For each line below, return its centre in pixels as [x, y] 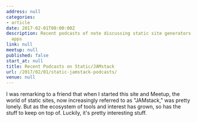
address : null [24, 11]
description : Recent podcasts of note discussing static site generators [99, 34]
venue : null [21, 77]
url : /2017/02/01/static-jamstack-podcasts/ [62, 72]
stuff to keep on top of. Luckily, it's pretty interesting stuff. [77, 113]
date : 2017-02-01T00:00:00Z [41, 28]
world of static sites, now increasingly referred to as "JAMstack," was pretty [98, 100]
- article [18, 22]
